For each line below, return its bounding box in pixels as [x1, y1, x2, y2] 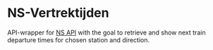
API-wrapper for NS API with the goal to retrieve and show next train [7, 28, 206, 37]
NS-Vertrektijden [7, 5, 109, 21]
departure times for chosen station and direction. [7, 35, 150, 44]
